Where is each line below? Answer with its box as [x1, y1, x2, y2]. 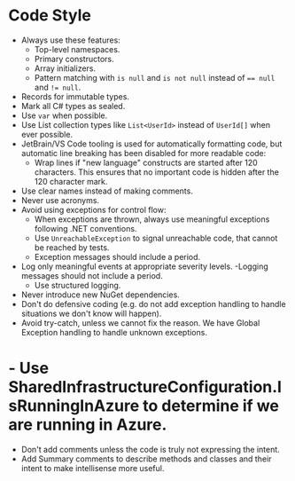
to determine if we [142, 396, 280, 416]
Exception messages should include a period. [34, 251, 201, 262]
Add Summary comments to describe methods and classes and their [20, 453, 272, 464]
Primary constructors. [34, 53, 114, 64]
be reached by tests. [34, 241, 110, 253]
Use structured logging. [34, 280, 121, 290]
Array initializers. [34, 63, 97, 74]
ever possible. [20, 129, 73, 139]
